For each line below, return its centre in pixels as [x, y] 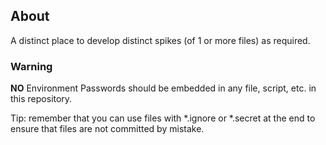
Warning [31, 66]
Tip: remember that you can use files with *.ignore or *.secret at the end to [163, 118]
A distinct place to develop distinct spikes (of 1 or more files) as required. [160, 40]
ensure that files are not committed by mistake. [107, 129]
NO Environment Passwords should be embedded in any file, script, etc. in [163, 88]
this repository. [41, 99]
